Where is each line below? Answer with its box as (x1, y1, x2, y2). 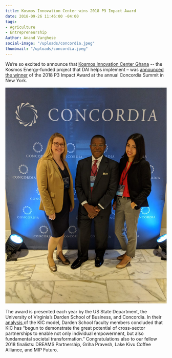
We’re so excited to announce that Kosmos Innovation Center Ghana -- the (5, 61, 163, 67)
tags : (5, 19, 17, 24)
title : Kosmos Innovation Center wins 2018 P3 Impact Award (5, 8, 137, 13)
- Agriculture (5, 25, 36, 30)
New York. (5, 77, 27, 83)
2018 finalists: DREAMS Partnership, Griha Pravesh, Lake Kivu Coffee (5, 341, 151, 347)
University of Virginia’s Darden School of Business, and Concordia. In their (5, 314, 162, 320)
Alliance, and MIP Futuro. (5, 347, 58, 353)
